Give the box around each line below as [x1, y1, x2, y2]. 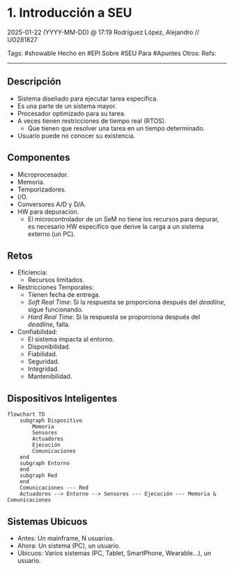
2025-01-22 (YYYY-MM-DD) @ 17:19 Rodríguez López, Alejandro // [7, 28, 200, 36]
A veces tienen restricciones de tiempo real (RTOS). [17, 117, 166, 125]
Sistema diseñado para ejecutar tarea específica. [17, 94, 159, 103]
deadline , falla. [27, 320, 71, 329]
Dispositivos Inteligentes [7, 393, 118, 404]
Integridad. [27, 365, 59, 373]
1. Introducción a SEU [7, 5, 132, 21]
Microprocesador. [17, 170, 69, 179]
